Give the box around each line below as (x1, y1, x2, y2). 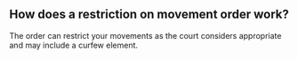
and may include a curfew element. (9, 40, 139, 50)
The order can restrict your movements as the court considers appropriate (9, 30, 282, 41)
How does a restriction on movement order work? (9, 7, 289, 22)
